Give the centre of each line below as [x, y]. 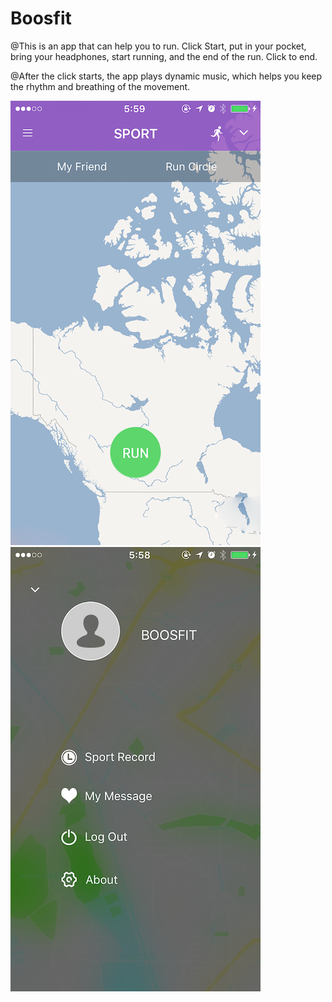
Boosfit [41, 18]
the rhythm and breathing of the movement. [100, 86]
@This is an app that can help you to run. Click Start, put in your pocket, [158, 46]
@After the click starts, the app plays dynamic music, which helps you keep [166, 76]
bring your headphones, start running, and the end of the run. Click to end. [164, 56]
